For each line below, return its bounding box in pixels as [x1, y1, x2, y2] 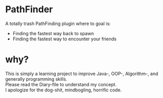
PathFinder [5, 4, 53, 15]
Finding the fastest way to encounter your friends [12, 36, 117, 42]
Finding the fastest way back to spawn [12, 30, 94, 36]
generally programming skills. [5, 76, 68, 82]
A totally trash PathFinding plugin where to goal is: [5, 20, 111, 27]
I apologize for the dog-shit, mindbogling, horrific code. [5, 87, 122, 93]
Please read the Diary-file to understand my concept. [5, 81, 117, 87]
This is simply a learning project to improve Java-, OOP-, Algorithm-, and [5, 70, 158, 77]
